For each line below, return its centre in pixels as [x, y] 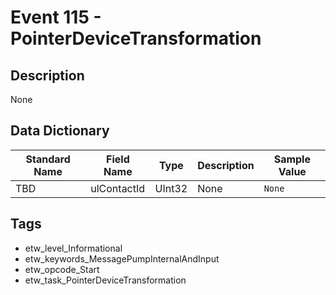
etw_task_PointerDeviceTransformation [105, 280]
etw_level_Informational [73, 248]
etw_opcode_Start [62, 269]
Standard [48, 159]
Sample [292, 159]
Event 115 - [56, 17]
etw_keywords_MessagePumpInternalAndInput [122, 258]
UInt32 [171, 188]
